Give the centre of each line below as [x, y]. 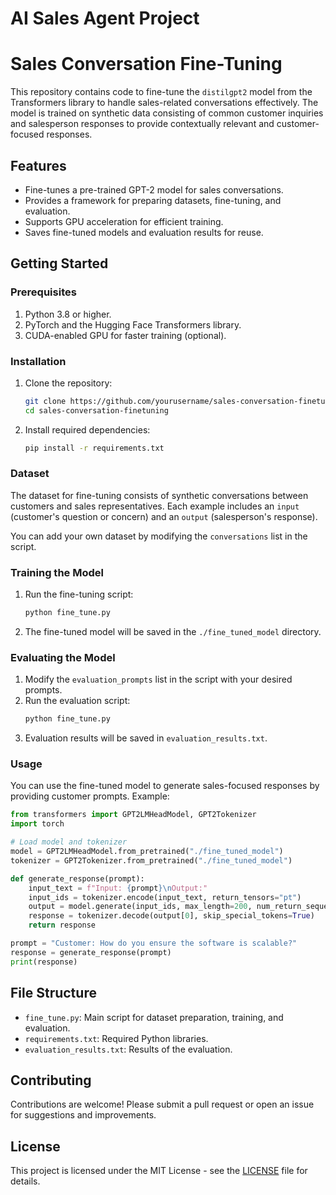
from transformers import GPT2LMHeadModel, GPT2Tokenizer [133, 815]
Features [38, 165]
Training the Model [57, 572]
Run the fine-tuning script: [79, 594]
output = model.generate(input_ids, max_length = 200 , [140, 907]
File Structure [53, 993]
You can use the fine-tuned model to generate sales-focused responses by [165, 786]
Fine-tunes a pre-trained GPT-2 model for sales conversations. [154, 189]
